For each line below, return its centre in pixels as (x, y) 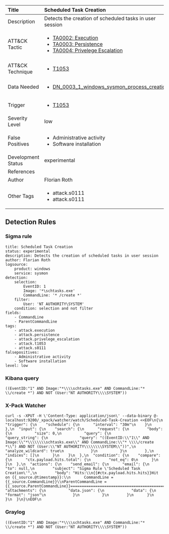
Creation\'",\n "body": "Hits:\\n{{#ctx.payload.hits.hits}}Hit (82, 473)
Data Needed (23, 87)
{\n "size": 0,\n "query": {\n (58, 434)
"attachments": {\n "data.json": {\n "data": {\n (81, 491)
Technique (20, 72)
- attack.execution (35, 330)
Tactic (15, 47)
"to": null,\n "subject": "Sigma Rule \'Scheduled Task (73, 469)
